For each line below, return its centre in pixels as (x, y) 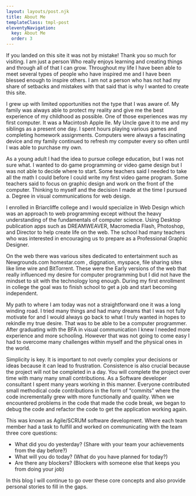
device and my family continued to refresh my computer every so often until (97, 141)
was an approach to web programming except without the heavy (84, 213)
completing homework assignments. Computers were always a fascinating (96, 135)
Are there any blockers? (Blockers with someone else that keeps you (97, 463)
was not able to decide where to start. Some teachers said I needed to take (97, 171)
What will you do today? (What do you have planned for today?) (91, 457)
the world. (18, 348)
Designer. (18, 244)
